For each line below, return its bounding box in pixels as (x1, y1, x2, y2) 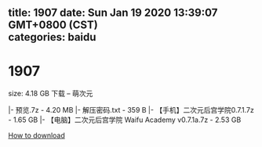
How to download (8, 131, 65, 140)
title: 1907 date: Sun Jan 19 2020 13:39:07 (8, 6, 218, 20)
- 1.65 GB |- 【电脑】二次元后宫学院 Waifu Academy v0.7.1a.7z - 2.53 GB (8, 115, 242, 124)
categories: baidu (8, 30, 96, 44)
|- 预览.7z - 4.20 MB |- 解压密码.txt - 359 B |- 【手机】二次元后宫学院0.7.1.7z (8, 106, 255, 115)
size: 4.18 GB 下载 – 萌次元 (8, 89, 93, 99)
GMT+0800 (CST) (8, 19, 98, 32)
